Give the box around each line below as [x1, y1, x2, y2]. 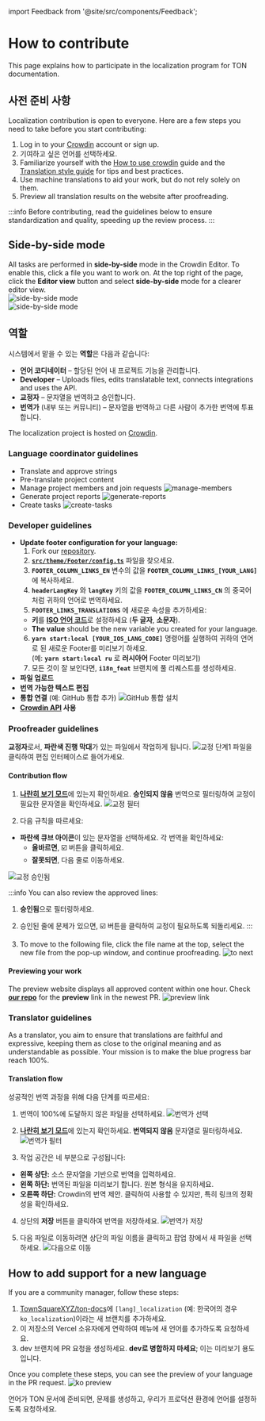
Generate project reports [19, 491, 101, 501]
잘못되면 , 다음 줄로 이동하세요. [31, 855, 125, 865]
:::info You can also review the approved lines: [8, 888, 158, 897]
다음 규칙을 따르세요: [19, 816, 84, 826]
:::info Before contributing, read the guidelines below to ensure [8, 206, 213, 217]
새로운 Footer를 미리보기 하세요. [48, 643, 148, 653]
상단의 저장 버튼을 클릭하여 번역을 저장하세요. [19, 1216, 160, 1226]
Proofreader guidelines [8, 723, 99, 734]
